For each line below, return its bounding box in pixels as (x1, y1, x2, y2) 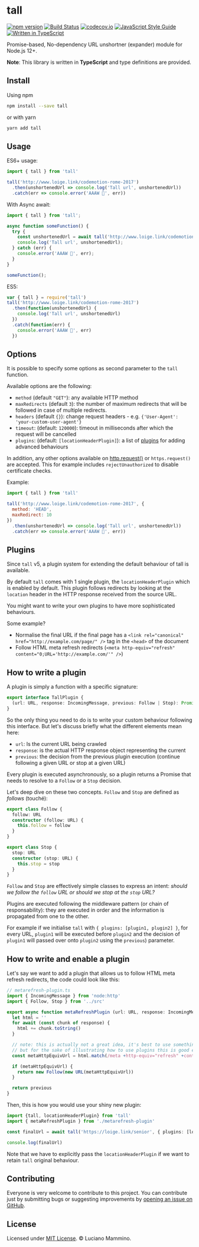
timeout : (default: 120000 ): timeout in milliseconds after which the (15, 424, 174, 432)
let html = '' (12, 1015, 47, 1020)
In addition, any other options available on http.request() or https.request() (6, 455, 191, 462)
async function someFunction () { (6, 223, 89, 229)
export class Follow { (6, 806, 63, 812)
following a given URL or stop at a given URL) (15, 759, 126, 766)
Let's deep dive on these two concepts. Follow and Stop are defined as (6, 788, 180, 796)
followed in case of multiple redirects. (15, 406, 107, 414)
